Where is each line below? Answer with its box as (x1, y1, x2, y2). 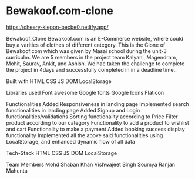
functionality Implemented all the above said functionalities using (6, 131, 163, 139)
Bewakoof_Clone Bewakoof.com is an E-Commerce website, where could (6, 35, 184, 42)
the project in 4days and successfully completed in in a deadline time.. (6, 66, 177, 73)
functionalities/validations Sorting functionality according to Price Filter (6, 113, 178, 120)
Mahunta (6, 167, 28, 174)
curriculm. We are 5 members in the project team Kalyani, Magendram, (6, 54, 177, 61)
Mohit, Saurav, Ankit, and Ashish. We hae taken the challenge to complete (6, 60, 185, 67)
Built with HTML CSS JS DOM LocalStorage (6, 78, 112, 85)
